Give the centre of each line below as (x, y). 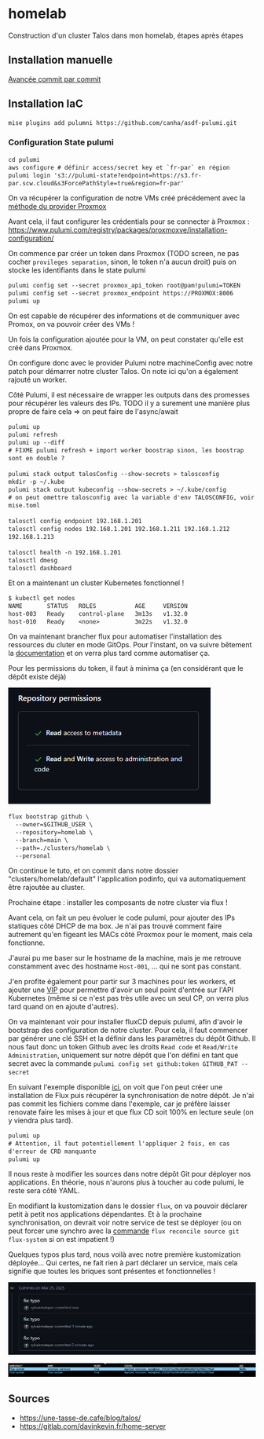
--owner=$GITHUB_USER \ (54, 824)
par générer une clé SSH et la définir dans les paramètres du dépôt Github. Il (132, 1038)
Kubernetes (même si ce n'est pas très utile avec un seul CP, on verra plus (128, 998)
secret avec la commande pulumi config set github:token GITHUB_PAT (123, 1063)
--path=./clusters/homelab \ (63, 848)
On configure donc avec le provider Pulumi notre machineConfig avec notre (130, 363)
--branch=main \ (42, 840)
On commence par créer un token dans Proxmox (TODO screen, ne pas (124, 253)
